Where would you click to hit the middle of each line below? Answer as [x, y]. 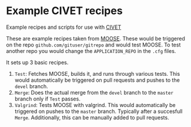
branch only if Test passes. [47, 99]
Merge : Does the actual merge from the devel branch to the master [94, 92]
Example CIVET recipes [64, 11]
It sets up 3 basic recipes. [37, 62]
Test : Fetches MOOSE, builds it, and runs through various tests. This [97, 73]
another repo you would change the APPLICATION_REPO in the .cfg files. [91, 51]
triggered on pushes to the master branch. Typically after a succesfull [98, 111]
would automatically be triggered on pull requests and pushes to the [97, 80]
